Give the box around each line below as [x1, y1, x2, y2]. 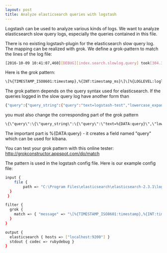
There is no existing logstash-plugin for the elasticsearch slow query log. [5, 40, 155, 46]
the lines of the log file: [5, 51, 52, 57]
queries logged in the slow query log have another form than [5, 93, 129, 99]
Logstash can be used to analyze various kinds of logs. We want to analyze [5, 25, 160, 31]
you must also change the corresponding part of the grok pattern [5, 112, 139, 118]
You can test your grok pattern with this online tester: [5, 145, 114, 151]
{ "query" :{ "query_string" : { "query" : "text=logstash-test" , [5, 103, 128, 108]
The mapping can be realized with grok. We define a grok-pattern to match [5, 46, 159, 52]
